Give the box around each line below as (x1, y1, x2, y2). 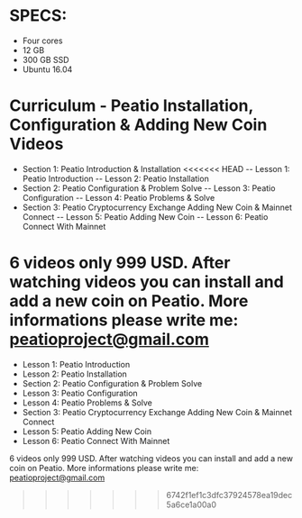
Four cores (22, 35, 63, 46)
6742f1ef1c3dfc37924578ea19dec (166, 489, 293, 500)
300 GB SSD (22, 54, 69, 65)
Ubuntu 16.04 (22, 64, 73, 75)
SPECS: (9, 5, 68, 26)
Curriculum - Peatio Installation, (9, 95, 254, 116)
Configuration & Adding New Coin (9, 114, 268, 135)
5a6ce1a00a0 (166, 499, 217, 510)
